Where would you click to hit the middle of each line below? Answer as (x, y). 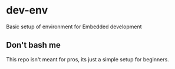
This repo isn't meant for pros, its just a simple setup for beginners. (87, 59)
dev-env (27, 10)
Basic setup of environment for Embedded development (74, 27)
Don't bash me (33, 45)
